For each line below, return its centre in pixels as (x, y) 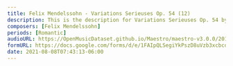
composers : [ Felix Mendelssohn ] (54, 26)
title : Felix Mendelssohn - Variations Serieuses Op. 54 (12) (99, 13)
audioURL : (21, 39)
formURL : (20, 45)
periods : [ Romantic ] (37, 33)
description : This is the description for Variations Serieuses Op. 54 (113, 20)
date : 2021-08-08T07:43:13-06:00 (55, 52)
